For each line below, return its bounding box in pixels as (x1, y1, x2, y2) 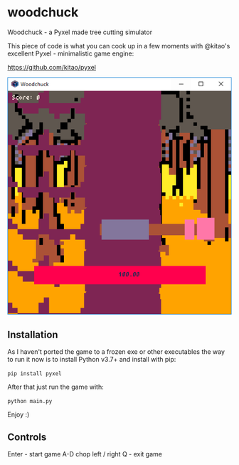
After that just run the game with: (7, 382, 105, 392)
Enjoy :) (7, 410, 30, 419)
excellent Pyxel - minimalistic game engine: (7, 49, 134, 58)
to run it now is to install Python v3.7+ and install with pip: (7, 355, 176, 364)
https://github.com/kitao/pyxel (7, 63, 97, 71)
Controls (7, 431, 47, 443)
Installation (7, 328, 58, 340)
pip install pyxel (7, 370, 62, 377)
